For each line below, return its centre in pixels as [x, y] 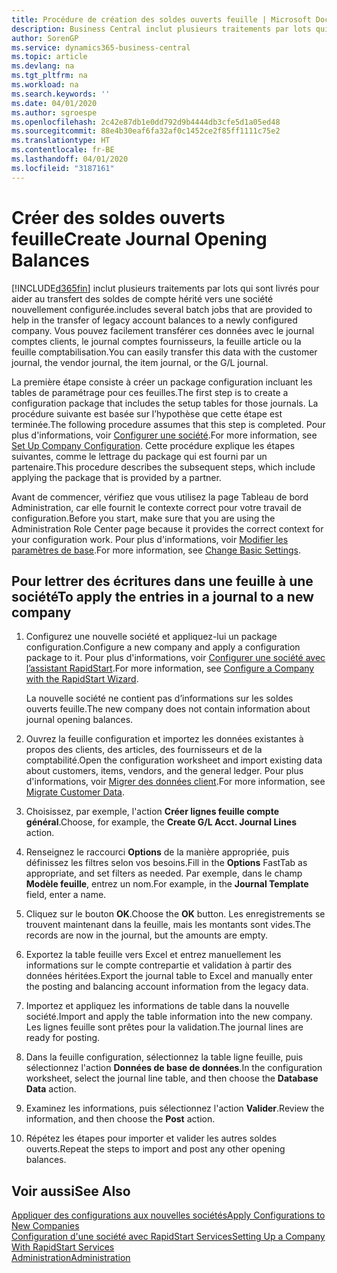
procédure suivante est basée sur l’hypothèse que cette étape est [147, 413]
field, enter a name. [66, 895]
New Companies [45, 1226]
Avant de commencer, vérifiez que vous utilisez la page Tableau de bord [160, 497]
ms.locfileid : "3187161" [63, 168]
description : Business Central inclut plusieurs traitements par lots [161, 29]
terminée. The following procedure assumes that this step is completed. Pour [168, 424]
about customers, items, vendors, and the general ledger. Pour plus [164, 771]
